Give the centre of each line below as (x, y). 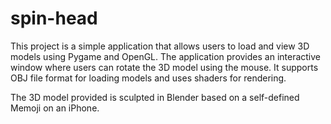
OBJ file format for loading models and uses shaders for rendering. (148, 78)
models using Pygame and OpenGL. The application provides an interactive (166, 56)
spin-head (54, 18)
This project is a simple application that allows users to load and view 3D (160, 46)
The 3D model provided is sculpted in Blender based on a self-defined (155, 97)
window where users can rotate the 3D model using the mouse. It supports (164, 67)
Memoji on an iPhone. (55, 108)
